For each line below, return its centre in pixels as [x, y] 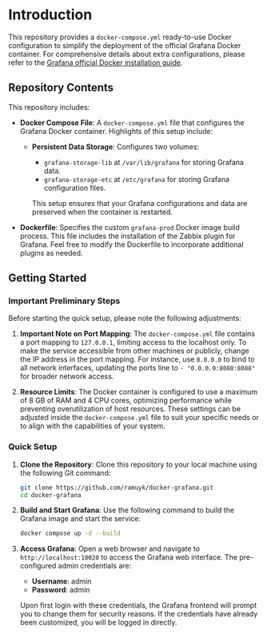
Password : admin [61, 590]
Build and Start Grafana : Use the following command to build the [127, 510]
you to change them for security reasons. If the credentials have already [139, 614]
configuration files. [75, 188]
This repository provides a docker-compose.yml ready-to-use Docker [120, 37]
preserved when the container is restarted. [102, 212]
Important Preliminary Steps [64, 301]
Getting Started [48, 278]
